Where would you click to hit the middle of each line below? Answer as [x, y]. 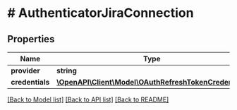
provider [25, 71]
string [67, 71]
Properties [31, 39]
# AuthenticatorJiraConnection [101, 13]
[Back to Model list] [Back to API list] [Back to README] [88, 99]
